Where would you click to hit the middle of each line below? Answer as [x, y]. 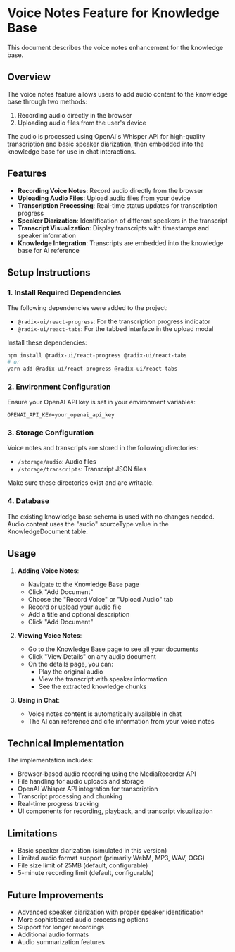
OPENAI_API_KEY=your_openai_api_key [61, 415]
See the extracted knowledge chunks [93, 686]
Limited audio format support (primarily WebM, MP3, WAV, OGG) [111, 858]
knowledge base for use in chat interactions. [72, 151]
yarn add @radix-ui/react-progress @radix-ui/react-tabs [93, 369]
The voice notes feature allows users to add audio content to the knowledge [118, 94]
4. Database [28, 501]
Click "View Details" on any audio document [92, 656]
